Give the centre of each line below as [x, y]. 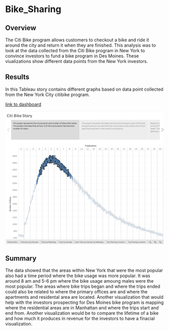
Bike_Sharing [33, 9]
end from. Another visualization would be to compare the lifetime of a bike [82, 313]
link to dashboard [23, 104]
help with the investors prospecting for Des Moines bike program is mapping [84, 302]
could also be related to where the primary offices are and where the [76, 292]
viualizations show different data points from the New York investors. [77, 61]
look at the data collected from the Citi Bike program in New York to [75, 51]
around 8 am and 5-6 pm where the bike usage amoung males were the [79, 281]
